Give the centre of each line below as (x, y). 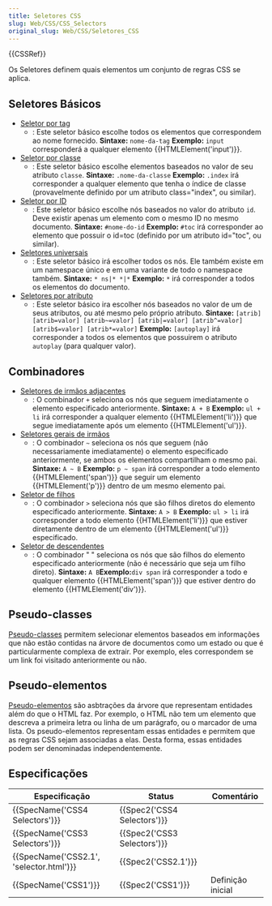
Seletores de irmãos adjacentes (73, 391)
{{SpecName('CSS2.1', (56, 857)
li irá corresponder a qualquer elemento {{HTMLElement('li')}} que (144, 417)
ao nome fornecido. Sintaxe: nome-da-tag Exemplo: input (128, 141)
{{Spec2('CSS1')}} (155, 885)
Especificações (48, 774)
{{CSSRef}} (28, 54)
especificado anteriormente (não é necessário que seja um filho (139, 563)
